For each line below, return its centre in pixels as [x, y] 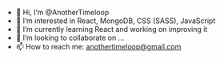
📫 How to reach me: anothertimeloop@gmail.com [98, 47]
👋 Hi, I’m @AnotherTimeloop [62, 12]
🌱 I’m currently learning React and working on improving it [112, 29]
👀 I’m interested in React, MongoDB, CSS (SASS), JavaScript [116, 21]
